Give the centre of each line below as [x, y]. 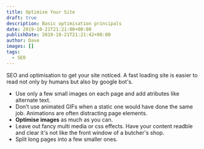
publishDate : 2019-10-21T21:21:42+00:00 [59, 35]
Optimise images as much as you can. [64, 120]
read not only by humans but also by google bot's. [70, 82]
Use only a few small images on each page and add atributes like [97, 93]
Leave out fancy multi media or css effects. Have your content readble [104, 126]
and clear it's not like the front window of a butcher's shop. [90, 132]
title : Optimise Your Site [41, 12]
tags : [13, 52]
